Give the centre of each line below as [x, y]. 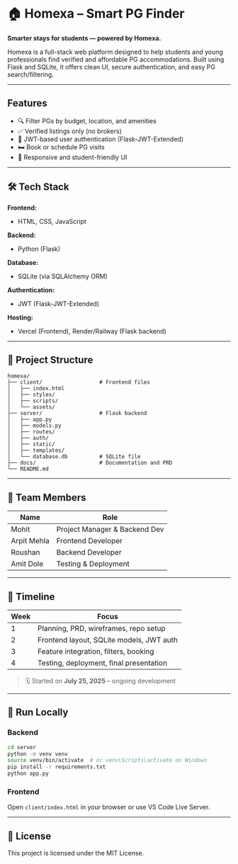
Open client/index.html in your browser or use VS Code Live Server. [109, 807]
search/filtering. [31, 74]
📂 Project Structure [50, 359]
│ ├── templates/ [36, 450]
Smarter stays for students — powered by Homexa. [84, 38]
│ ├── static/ [31, 444]
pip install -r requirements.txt [57, 767]
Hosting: [21, 317]
